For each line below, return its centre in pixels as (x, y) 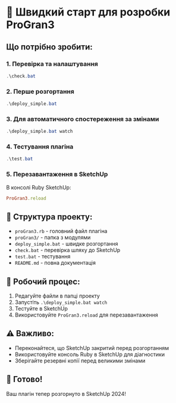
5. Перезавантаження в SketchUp (57, 174)
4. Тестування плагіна (40, 147)
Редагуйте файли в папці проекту (57, 296)
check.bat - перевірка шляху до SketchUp (67, 250)
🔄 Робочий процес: (43, 282)
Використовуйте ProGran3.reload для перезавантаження (87, 315)
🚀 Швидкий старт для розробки (88, 12)
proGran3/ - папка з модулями (53, 237)
